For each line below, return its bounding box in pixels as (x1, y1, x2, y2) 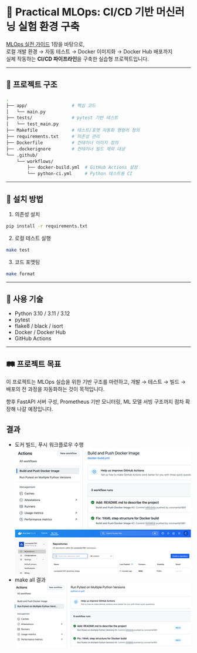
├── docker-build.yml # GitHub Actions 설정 (27, 165, 138, 170)
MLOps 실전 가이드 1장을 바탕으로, (6, 41, 85, 48)
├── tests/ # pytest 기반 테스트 (6, 115, 118, 121)
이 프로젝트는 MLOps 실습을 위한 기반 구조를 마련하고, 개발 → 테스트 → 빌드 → (6, 379, 186, 386)
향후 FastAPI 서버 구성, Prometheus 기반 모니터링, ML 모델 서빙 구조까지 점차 (6, 398, 184, 406)
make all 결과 (14, 576, 46, 583)
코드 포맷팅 (14, 258, 40, 265)
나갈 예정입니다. (16, 406, 53, 413)
